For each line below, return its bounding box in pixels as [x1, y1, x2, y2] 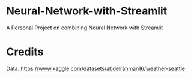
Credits [6, 45, 44, 59]
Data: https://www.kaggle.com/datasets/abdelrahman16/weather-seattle [6, 65, 185, 72]
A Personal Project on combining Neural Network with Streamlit [6, 24, 163, 31]
